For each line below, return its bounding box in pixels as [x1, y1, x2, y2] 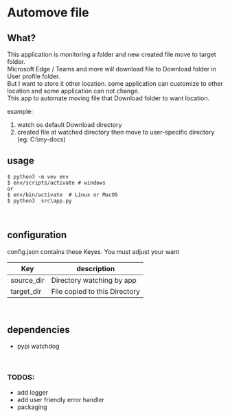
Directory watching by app [51, 275, 137, 285]
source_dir [10, 275, 45, 285]
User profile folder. [7, 72, 60, 80]
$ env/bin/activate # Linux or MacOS [7, 191, 118, 198]
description [76, 264, 115, 273]
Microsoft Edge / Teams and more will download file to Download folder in [7, 65, 216, 73]
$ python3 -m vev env [7, 173, 69, 180]
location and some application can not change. [7, 87, 140, 95]
